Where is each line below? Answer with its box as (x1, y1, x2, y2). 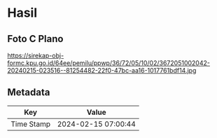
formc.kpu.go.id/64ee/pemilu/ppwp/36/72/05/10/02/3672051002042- (7, 59, 210, 67)
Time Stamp (10, 119, 51, 129)
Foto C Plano (7, 33, 64, 45)
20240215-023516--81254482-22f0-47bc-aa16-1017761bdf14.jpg (7, 67, 197, 74)
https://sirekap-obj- (7, 51, 64, 60)
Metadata (7, 86, 50, 99)
